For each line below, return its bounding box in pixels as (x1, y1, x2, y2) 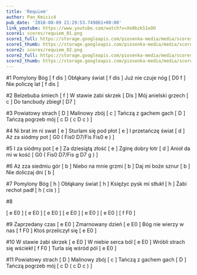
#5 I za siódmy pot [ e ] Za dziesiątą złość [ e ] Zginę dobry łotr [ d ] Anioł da (6, 145, 191, 152)
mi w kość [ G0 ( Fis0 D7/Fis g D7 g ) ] (6, 151, 98, 158)
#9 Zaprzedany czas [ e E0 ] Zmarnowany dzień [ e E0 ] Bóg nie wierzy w (6, 220, 184, 227)
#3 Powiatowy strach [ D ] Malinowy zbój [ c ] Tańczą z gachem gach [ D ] (6, 110, 186, 117)
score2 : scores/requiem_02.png (6, 47, 83, 53)
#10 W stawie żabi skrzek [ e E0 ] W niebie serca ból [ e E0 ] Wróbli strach (6, 238, 185, 245)
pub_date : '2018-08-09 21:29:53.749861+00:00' (6, 19, 122, 25)
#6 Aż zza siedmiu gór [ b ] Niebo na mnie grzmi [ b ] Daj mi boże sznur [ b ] (6, 163, 191, 170)
